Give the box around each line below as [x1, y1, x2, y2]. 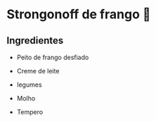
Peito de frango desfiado [16, 53, 89, 61]
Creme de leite [16, 67, 60, 75]
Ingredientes [6, 35, 64, 47]
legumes [16, 80, 43, 89]
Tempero [16, 108, 44, 116]
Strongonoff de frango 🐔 [6, 6, 151, 23]
